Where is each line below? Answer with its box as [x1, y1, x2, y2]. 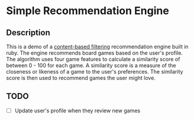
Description [6, 28, 50, 38]
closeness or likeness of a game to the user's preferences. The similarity [6, 68, 183, 75]
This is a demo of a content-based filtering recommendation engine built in [6, 43, 189, 50]
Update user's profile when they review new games [14, 107, 141, 114]
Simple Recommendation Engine [6, 4, 170, 18]
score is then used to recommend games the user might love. [6, 75, 156, 81]
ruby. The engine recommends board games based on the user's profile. [6, 49, 183, 56]
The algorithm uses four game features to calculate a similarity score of [6, 56, 180, 62]
